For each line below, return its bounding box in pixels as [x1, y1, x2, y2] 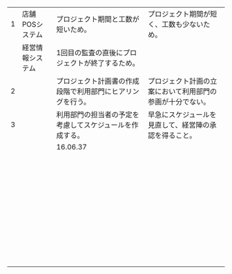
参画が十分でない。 [147, 97, 211, 106]
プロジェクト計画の [147, 76, 211, 85]
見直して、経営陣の [147, 120, 210, 129]
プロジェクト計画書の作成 [56, 76, 139, 85]
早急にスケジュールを [147, 110, 217, 119]
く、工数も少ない [147, 20, 204, 29]
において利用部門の [154, 87, 217, 96]
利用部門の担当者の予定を [56, 110, 139, 119]
